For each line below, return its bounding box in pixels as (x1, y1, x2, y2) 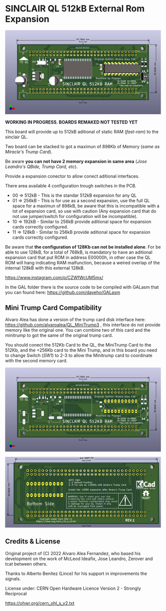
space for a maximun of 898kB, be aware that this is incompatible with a (12, 203, 160, 209)
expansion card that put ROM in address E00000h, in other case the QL (5, 254, 151, 260)
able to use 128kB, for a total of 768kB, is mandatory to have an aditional (5, 249, 153, 255)
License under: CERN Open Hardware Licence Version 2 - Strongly (5, 585, 141, 591)
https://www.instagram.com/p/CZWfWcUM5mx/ (5, 274, 104, 280)
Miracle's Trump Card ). (5, 149, 53, 155)
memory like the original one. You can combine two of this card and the (5, 327, 151, 333)
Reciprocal (5, 590, 27, 596)
